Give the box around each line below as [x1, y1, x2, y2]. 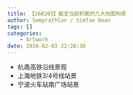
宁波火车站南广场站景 [17, 80, 79, 88]
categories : [7, 29, 42, 37]
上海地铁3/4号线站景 [17, 71, 77, 80]
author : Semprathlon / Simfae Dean [7, 17, 111, 24]
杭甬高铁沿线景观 [17, 63, 67, 71]
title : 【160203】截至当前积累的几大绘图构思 [7, 10, 127, 17]
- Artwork [20, 36, 49, 43]
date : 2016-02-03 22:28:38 [7, 43, 86, 50]
